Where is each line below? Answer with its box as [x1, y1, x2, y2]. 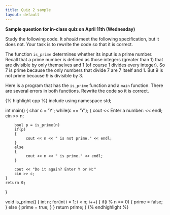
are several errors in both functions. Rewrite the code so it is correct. [5, 88, 149, 94]
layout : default [5, 12, 40, 17]
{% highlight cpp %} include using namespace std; [5, 97, 112, 104]
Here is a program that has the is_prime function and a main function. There [5, 82, 163, 89]
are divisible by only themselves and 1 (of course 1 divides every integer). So [5, 62, 165, 68]
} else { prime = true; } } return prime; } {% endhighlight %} [5, 204, 129, 210]
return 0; [5, 180, 26, 185]
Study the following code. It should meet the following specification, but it [5, 36, 159, 42]
